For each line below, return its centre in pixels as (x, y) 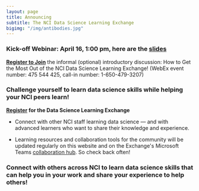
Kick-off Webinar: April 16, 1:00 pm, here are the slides (86, 49)
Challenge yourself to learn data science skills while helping (94, 90)
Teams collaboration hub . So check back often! (72, 152)
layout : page (22, 12)
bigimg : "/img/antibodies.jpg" (45, 28)
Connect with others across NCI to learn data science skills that (100, 167)
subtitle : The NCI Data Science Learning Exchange (70, 23)
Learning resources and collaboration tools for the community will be (99, 139)
